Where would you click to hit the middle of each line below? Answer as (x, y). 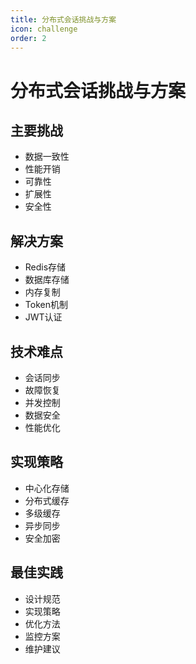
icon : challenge (44, 29)
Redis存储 (45, 267)
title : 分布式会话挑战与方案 (63, 19)
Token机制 (46, 305)
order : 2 (28, 38)
